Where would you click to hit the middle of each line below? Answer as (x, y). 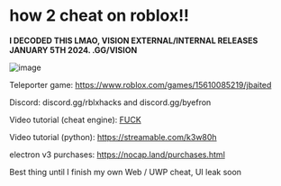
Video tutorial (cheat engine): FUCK (75, 120)
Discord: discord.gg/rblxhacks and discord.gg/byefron (110, 102)
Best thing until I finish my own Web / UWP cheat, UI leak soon (125, 172)
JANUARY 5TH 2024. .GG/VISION (73, 49)
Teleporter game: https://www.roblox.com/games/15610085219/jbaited (140, 84)
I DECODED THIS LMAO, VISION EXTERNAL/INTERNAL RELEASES (134, 40)
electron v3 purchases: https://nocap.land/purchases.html (117, 155)
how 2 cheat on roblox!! (100, 16)
